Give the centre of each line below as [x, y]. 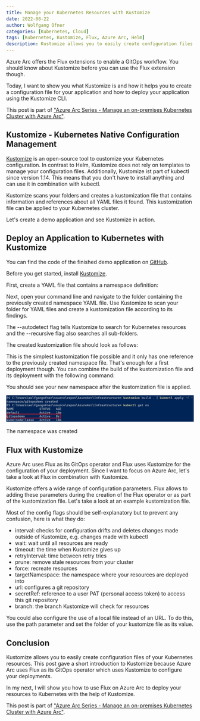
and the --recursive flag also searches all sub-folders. [72, 333]
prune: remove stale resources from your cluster [74, 562]
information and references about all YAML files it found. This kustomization [99, 202]
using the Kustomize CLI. [37, 98]
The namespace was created [42, 431]
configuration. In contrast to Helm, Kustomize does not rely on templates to [98, 165]
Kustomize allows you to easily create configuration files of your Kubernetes [100, 657]
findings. [17, 315]
